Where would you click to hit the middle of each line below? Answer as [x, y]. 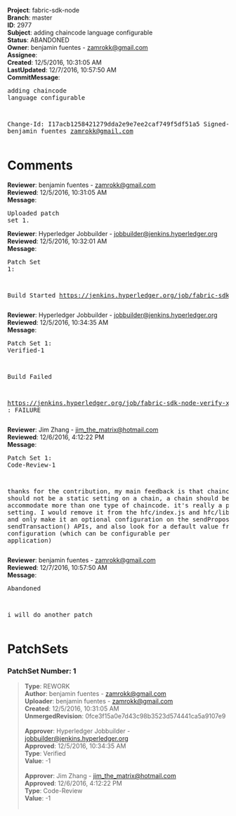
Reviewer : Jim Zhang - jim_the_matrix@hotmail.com [83, 429]
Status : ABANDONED [39, 40]
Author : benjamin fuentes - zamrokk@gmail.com [95, 694]
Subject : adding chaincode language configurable [80, 32]
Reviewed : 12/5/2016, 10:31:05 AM [57, 192]
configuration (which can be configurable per [89, 533]
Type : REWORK [47, 686]
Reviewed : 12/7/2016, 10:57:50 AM [57, 567]
